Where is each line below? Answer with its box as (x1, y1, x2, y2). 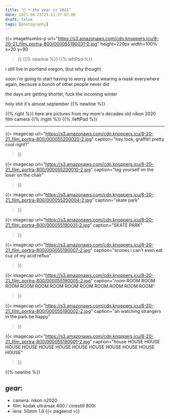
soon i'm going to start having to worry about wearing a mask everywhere (5, 76, 159, 82)
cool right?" (5, 142, 30, 148)
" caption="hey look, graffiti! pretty (92, 136, 164, 142)
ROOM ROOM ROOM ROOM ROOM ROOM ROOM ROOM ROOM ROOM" (5, 283, 155, 289)
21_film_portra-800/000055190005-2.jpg (5, 278, 91, 284)
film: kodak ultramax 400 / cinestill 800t (12, 403, 96, 409)
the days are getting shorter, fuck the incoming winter (5, 91, 117, 97)
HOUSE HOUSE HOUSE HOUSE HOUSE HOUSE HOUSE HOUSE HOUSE (5, 344, 155, 350)
